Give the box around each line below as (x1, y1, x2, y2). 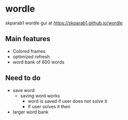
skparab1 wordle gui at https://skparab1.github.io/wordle (5, 20, 123, 26)
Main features (5, 35, 51, 43)
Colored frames (12, 48, 46, 54)
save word (12, 87, 35, 93)
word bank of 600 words (12, 59, 65, 65)
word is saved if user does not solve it (27, 98, 108, 104)
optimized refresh (12, 53, 50, 59)
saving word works (20, 93, 60, 99)
